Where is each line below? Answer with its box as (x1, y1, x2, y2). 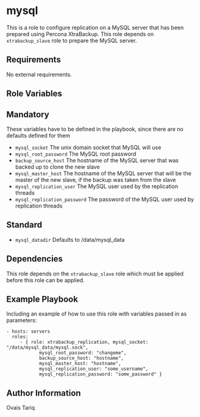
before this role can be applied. (6, 276, 85, 284)
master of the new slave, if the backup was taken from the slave (15, 176, 176, 183)
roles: (12, 334, 29, 340)
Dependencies (6, 254, 63, 264)
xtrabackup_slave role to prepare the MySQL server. (6, 37, 137, 44)
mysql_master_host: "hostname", (38, 361, 121, 367)
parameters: (6, 317, 37, 324)
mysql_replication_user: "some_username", (38, 366, 149, 372)
